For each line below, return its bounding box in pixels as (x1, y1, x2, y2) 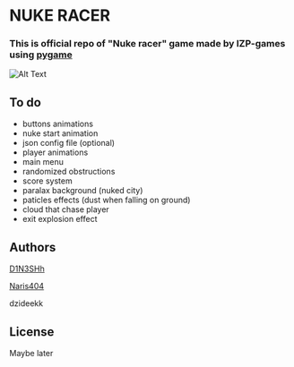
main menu (22, 157, 65, 167)
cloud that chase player (22, 204, 109, 215)
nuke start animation (22, 128, 99, 139)
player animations (22, 147, 89, 158)
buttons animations (22, 118, 94, 130)
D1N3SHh (9, 263, 45, 274)
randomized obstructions (22, 166, 116, 177)
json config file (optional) (22, 138, 115, 149)
